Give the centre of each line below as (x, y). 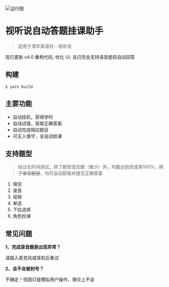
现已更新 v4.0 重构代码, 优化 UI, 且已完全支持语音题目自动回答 (70, 57)
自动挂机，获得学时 (33, 117)
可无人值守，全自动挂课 (37, 136)
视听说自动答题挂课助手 (54, 31)
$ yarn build (19, 87)
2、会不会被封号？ (25, 269)
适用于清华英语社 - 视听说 (45, 46)
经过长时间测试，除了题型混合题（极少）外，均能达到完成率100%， (88, 167)
